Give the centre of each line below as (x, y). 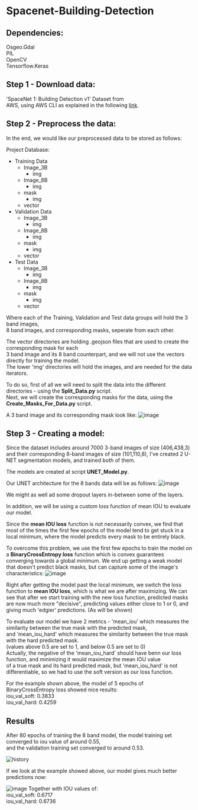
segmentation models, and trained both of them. (77, 460)
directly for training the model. (43, 361)
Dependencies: (35, 33)
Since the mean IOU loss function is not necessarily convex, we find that (95, 524)
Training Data (31, 161)
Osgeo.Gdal (20, 47)
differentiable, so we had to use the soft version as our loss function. (90, 672)
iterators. (17, 373)
